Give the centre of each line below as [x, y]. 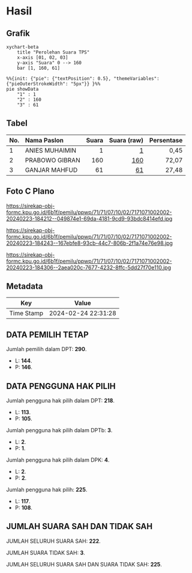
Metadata [25, 286]
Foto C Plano [30, 192]
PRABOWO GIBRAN [52, 160]
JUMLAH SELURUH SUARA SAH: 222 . [53, 541]
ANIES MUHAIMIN [51, 150]
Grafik [18, 33]
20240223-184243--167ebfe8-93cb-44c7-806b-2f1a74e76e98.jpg [89, 243]
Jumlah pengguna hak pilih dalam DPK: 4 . [58, 460]
